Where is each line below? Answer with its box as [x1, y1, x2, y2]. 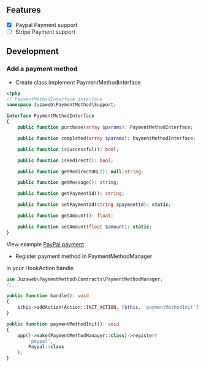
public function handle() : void [6, 293, 89, 299]
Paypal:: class [28, 344, 64, 350]
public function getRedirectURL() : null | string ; [17, 168, 144, 175]
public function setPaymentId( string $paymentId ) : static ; [17, 202, 172, 208]
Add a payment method [6, 64, 78, 73]
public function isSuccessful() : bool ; [17, 146, 120, 153]
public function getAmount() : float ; [17, 213, 114, 219]
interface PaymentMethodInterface [6, 113, 95, 119]
